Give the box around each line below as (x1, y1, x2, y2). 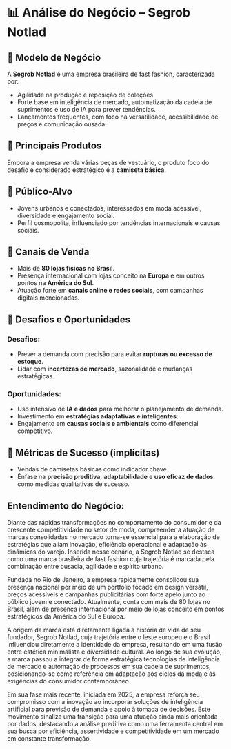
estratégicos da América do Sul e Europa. (7, 612, 125, 621)
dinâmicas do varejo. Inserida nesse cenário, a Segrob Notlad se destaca (7, 547, 215, 556)
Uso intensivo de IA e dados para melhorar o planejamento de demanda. (17, 405, 224, 414)
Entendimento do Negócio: (7, 500, 125, 512)
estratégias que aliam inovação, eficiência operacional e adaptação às (7, 541, 207, 549)
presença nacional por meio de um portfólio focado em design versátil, (7, 583, 208, 592)
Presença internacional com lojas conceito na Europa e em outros (17, 271, 205, 280)
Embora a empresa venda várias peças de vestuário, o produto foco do (7, 158, 210, 166)
